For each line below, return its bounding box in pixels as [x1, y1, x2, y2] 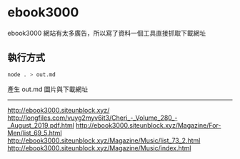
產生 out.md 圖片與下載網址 [7, 85, 88, 93]
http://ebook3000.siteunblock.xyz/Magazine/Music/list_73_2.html [7, 136, 201, 145]
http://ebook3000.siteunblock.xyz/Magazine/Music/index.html [7, 143, 191, 152]
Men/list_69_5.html [7, 128, 62, 137]
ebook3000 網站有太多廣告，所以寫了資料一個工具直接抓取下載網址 [7, 29, 206, 37]
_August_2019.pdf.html [7, 120, 75, 129]
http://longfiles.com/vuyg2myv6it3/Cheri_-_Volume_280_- [7, 113, 178, 122]
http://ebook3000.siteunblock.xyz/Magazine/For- [75, 120, 221, 129]
